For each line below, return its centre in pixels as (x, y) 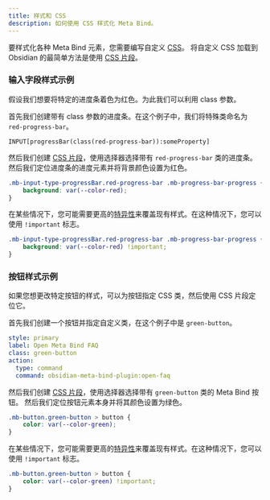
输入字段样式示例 (41, 80)
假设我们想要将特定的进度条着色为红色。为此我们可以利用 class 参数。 (125, 99)
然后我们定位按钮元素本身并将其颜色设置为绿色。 (105, 402)
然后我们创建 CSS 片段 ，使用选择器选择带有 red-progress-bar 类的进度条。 (133, 157)
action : (21, 360)
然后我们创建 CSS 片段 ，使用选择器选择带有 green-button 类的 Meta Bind (129, 392)
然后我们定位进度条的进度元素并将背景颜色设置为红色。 (100, 167)
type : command (39, 368)
